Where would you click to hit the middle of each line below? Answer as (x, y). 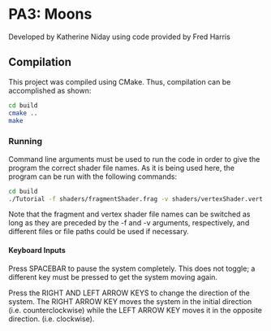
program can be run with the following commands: (92, 176)
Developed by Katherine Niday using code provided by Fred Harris (120, 37)
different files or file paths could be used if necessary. (99, 232)
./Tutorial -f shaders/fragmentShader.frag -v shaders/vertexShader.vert (136, 199)
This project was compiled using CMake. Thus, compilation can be (120, 81)
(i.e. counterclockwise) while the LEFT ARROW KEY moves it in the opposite (135, 310)
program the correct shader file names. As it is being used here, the (122, 168)
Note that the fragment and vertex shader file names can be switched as (129, 214)
